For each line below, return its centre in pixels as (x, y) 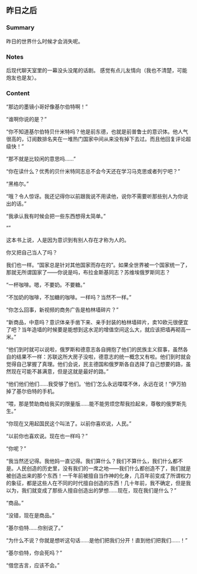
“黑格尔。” (18, 184)
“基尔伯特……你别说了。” (35, 528)
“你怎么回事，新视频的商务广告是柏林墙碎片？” (62, 310)
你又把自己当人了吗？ (32, 253)
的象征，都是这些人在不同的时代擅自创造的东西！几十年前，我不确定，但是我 (98, 483)
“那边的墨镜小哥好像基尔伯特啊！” (47, 107)
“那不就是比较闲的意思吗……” (41, 159)
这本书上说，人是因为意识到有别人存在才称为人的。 (68, 240)
